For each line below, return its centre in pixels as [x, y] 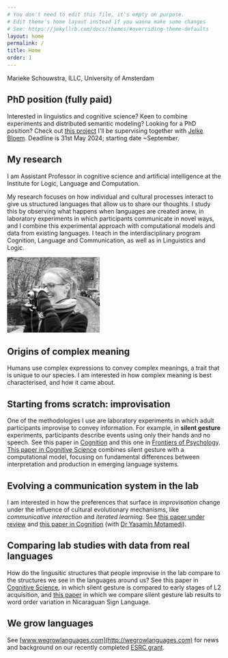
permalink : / [26, 43]
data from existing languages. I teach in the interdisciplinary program [104, 233]
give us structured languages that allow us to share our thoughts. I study [109, 204]
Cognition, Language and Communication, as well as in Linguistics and [106, 240]
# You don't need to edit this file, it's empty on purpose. [96, 14]
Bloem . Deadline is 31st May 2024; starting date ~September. [93, 138]
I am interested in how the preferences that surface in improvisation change [114, 502]
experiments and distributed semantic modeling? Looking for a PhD [102, 123]
